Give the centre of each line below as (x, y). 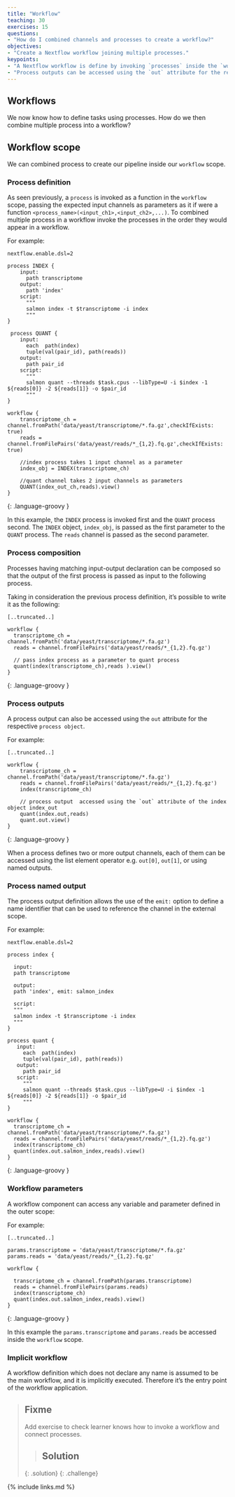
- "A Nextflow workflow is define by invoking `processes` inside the (112, 66)
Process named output (47, 886)
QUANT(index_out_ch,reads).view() (70, 487)
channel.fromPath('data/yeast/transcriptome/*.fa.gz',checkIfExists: (111, 426)
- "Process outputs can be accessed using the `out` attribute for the (114, 72)
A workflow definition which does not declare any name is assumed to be (113, 1373)
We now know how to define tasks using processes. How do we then (107, 118)
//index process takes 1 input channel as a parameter (101, 463)
